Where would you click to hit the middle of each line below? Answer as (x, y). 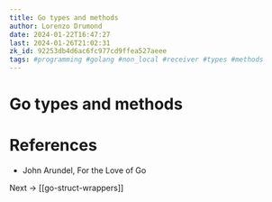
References (53, 146)
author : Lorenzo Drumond (56, 26)
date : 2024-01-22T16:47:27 (60, 34)
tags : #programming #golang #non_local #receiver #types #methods (136, 60)
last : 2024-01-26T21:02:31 (60, 43)
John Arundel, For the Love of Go (84, 170)
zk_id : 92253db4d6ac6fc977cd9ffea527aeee (88, 51)
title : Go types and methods (64, 18)
